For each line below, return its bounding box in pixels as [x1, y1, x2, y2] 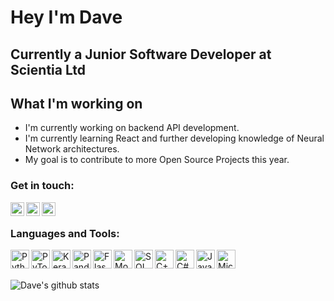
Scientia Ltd [10, 61, 87, 78]
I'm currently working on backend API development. [24, 122, 240, 134]
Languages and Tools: [10, 226, 120, 240]
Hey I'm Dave [10, 6, 123, 29]
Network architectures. [24, 143, 120, 155]
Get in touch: [10, 179, 75, 193]
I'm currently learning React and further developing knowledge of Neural [24, 132, 325, 145]
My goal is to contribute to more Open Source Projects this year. [24, 154, 290, 166]
